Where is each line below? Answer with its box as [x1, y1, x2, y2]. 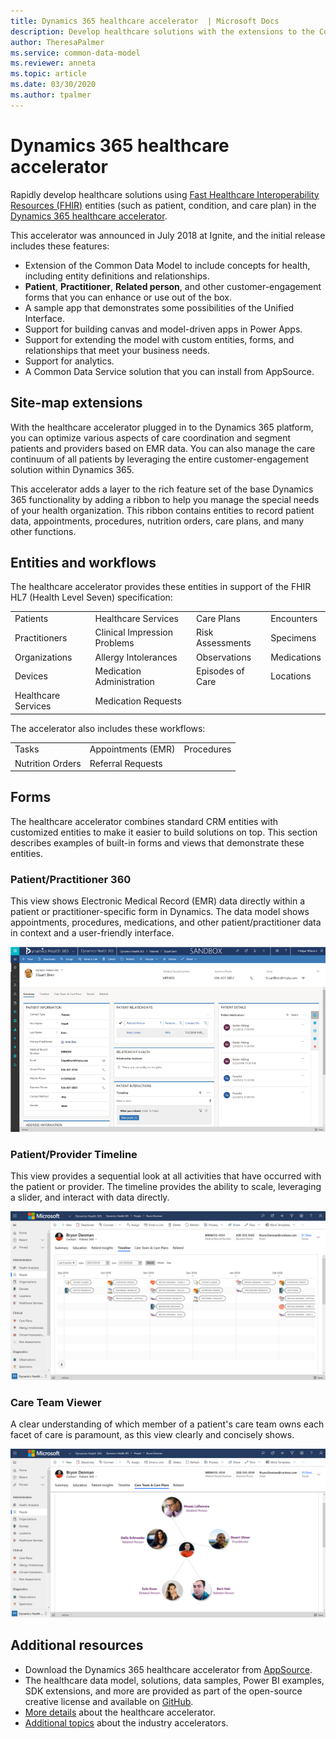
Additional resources [10, 1637, 144, 1654]
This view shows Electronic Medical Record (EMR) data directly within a [10, 895, 306, 907]
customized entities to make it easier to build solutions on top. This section [10, 826, 318, 838]
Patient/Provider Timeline [10, 1147, 138, 1161]
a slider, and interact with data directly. [10, 1191, 170, 1204]
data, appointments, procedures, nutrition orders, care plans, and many [10, 515, 305, 527]
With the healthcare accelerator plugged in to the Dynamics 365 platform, [10, 421, 314, 433]
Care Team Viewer [10, 1395, 102, 1409]
